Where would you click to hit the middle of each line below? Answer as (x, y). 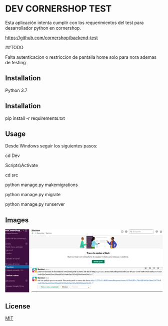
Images (17, 220)
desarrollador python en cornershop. (43, 28)
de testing (15, 62)
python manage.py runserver (35, 204)
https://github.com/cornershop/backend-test (52, 38)
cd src (12, 175)
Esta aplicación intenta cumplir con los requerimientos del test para (74, 23)
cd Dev (12, 155)
